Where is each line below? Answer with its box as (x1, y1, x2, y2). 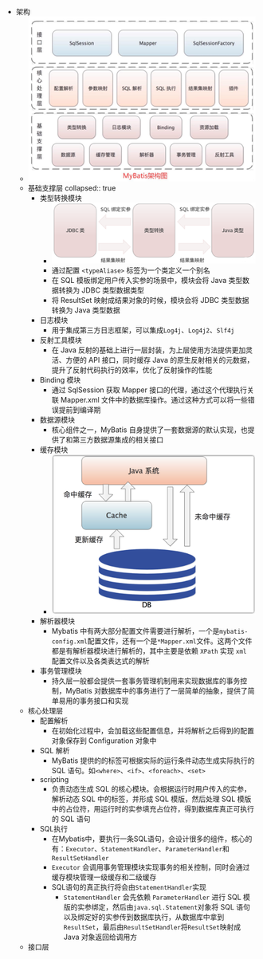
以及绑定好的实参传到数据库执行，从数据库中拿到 (63, 912, 225, 922)
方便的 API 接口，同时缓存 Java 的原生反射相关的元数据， (65, 355, 254, 364)
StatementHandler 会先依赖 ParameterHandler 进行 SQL (63, 892, 241, 902)
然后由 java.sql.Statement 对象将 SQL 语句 (112, 902, 251, 912)
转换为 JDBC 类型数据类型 (58, 285, 145, 295)
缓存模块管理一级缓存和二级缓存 (51, 872, 157, 882)
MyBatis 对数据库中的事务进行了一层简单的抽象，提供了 (65, 686, 249, 696)
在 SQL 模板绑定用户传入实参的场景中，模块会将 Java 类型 (51, 275, 243, 285)
